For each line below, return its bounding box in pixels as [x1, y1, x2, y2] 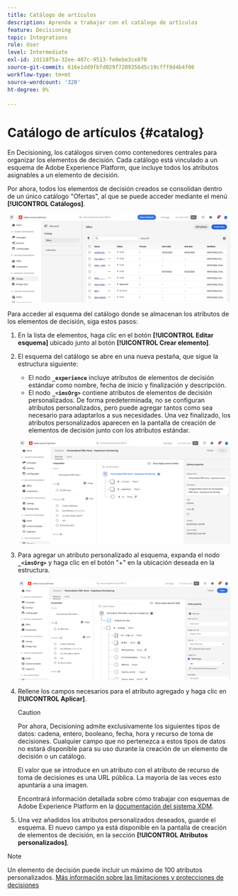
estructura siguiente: [17, 360, 79, 368]
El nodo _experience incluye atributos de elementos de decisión [28, 374, 215, 381]
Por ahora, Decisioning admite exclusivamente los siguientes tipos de [17, 722, 220, 730]
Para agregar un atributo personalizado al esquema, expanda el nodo [17, 551, 220, 559]
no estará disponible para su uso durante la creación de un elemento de [17, 744, 228, 753]
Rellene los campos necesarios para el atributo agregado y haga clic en [17, 687, 227, 695]
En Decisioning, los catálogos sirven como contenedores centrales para [7, 149, 217, 157]
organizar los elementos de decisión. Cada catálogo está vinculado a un [7, 156, 218, 164]
